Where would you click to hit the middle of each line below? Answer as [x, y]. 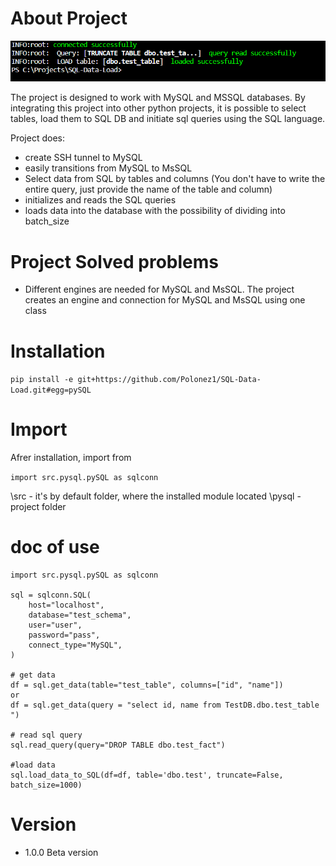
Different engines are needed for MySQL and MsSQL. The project [159, 289]
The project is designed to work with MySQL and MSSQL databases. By [158, 98]
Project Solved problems [114, 261]
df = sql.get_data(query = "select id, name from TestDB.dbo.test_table [165, 705]
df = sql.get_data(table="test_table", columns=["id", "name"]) [147, 685]
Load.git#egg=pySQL [51, 390]
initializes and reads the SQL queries [100, 200]
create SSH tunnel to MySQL [83, 158]
